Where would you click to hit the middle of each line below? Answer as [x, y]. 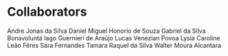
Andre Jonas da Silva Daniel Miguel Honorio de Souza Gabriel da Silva [106, 31]
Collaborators [47, 12]
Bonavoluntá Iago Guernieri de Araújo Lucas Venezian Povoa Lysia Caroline [114, 38]
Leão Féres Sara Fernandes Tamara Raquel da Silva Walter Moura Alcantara [114, 45]
